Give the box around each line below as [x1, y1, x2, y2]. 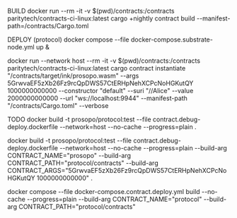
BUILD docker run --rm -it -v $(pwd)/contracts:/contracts [7, 7, 175, 15]
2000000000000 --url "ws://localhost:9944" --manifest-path [7, 94, 187, 102]
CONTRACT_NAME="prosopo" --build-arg [7, 152, 132, 159]
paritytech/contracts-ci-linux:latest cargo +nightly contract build [7, 14, 196, 23]
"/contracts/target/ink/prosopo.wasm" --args [7, 71, 139, 80]
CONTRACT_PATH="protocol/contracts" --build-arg [7, 159, 158, 167]
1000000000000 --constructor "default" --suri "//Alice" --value [7, 87, 194, 95]
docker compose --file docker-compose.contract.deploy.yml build [7, 188, 200, 195]
